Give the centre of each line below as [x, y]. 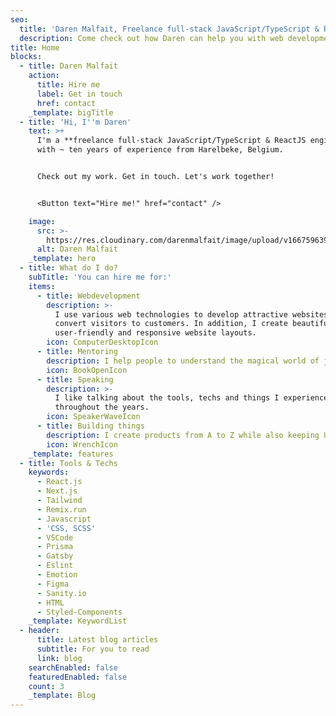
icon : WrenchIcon [82, 444]
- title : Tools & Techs [68, 463]
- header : [39, 631]
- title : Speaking [75, 379]
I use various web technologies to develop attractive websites [191, 314]
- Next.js [57, 491]
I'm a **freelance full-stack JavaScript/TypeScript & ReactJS [171, 141]
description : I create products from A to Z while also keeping [183, 435]
